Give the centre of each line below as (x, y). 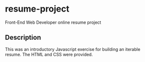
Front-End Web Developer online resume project (53, 22)
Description (23, 38)
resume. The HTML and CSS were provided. (49, 54)
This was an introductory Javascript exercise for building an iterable (73, 49)
